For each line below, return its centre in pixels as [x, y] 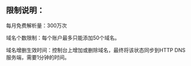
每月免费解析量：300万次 [37, 25]
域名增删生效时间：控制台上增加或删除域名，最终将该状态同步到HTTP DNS [96, 50]
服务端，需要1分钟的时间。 [38, 57]
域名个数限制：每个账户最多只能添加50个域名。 [63, 38]
